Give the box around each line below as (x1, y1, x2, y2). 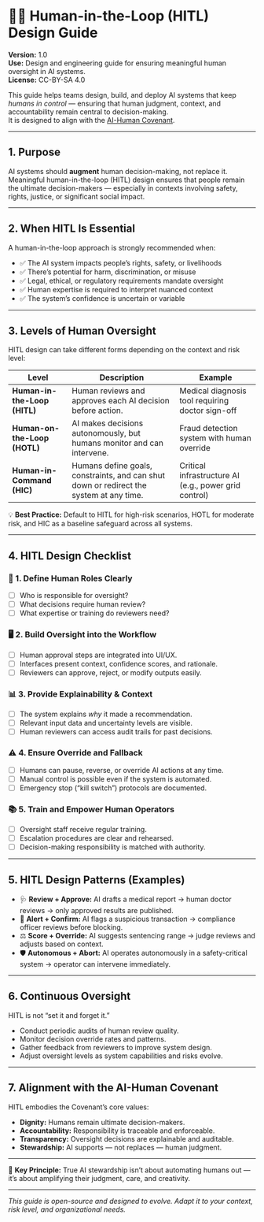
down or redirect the (71, 480, 147, 491)
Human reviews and (71, 385, 145, 396)
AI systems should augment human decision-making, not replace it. (8, 166, 228, 176)
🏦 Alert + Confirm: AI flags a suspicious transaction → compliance (19, 914, 236, 923)
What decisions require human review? (19, 600, 146, 609)
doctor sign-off (179, 405, 237, 416)
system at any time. (71, 490, 144, 501)
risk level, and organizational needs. (8, 1205, 126, 1214)
